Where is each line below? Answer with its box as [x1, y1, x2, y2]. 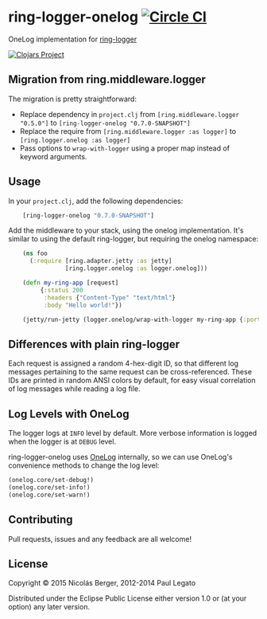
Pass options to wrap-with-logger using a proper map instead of [19, 143, 230, 153]
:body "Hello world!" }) [43, 301, 123, 309]
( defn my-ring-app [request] [22, 279, 119, 287]
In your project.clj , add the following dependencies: [8, 196, 184, 206]
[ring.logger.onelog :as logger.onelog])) [64, 264, 208, 272]
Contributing [8, 513, 73, 527]
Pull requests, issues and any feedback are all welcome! [8, 534, 192, 543]
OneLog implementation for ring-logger [8, 34, 137, 44]
